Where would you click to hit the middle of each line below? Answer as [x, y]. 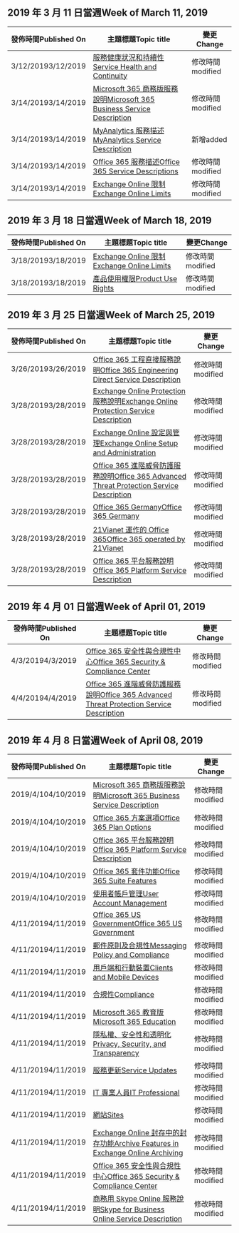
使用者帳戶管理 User [126, 894]
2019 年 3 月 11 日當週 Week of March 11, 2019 [108, 13]
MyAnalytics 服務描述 [129, 131]
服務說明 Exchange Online [136, 402]
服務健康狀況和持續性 [129, 57]
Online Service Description [138, 1219]
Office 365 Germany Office [138, 507]
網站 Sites [108, 1115]
